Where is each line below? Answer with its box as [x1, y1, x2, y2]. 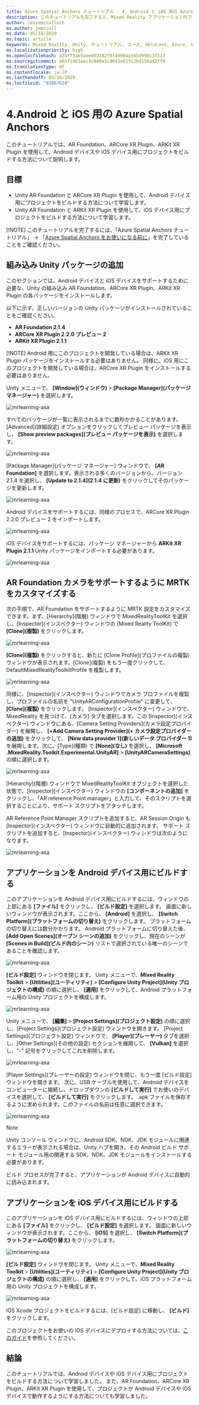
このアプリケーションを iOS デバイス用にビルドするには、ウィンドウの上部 [6, 1214, 189, 1221]
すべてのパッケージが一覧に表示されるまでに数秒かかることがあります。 [6, 416, 182, 423]
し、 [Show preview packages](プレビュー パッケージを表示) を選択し [6, 430, 178, 438]
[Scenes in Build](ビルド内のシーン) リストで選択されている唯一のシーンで [6, 940, 188, 947]
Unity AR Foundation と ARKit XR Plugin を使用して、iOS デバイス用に [14, 206, 185, 213]
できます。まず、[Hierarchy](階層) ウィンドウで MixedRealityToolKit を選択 [6, 613, 188, 620]
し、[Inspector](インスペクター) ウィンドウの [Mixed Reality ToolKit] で [6, 620, 179, 628]
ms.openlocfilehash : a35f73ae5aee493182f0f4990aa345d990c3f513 [6, 53, 166, 59]
